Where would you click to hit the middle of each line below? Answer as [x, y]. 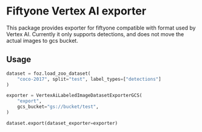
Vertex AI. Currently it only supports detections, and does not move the [95, 34]
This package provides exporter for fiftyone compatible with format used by [101, 28]
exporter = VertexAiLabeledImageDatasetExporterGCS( [74, 96]
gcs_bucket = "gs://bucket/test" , [58, 107]
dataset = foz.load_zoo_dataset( [49, 74]
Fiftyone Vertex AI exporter [76, 11]
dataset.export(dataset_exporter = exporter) [62, 123]
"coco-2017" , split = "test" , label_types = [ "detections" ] [89, 79]
